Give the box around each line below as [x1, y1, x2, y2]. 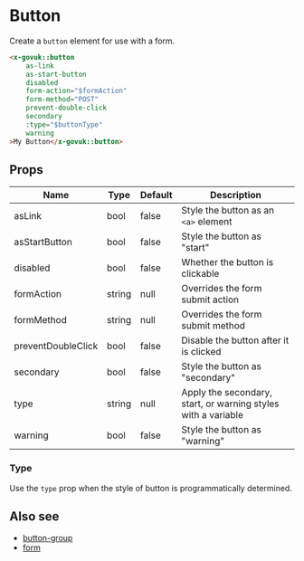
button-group [22, 533, 73, 544]
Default [139, 189, 174, 202]
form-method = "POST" [25, 95, 100, 104]
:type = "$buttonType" [25, 119, 103, 129]
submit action [181, 293, 240, 306]
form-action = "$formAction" [25, 87, 128, 96]
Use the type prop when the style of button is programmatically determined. [9, 482, 292, 493]
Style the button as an [181, 204, 274, 217]
